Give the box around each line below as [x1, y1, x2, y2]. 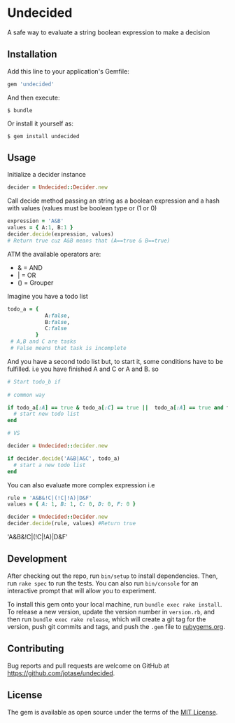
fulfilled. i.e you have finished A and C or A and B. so [7, 365, 159, 373]
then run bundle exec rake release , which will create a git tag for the [7, 615, 206, 623]
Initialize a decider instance [7, 170, 86, 179]
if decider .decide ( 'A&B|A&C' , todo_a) [7, 454, 120, 462]
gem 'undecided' [7, 81, 55, 88]
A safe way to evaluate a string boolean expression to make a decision [7, 28, 211, 36]
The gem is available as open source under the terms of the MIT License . [7, 708, 218, 716]
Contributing [7, 643, 64, 655]
